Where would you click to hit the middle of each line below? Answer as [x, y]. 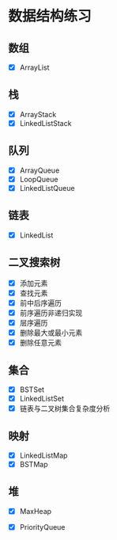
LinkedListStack [45, 123]
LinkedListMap [43, 455]
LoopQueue [39, 179]
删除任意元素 [40, 343]
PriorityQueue [42, 527]
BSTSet [32, 390]
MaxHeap [36, 511]
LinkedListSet [42, 398]
